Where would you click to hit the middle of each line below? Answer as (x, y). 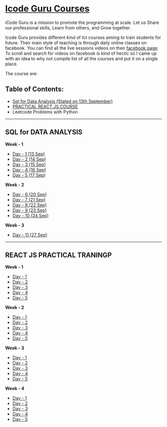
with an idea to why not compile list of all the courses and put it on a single (82, 58)
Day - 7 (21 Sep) (29, 199)
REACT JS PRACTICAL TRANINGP (58, 255)
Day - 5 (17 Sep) (29, 175)
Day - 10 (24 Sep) (30, 215)
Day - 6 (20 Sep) (30, 194)
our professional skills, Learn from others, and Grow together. (68, 27)
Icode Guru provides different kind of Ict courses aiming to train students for (83, 37)
